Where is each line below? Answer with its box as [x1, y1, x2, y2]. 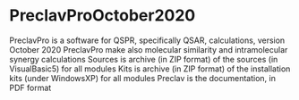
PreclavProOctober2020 [9, 5, 196, 26]
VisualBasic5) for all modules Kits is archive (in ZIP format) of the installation [9, 63, 291, 74]
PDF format [9, 82, 52, 93]
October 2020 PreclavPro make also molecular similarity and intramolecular [9, 44, 288, 54]
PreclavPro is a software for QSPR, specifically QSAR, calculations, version [9, 35, 286, 46]
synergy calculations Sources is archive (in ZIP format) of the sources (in [9, 54, 278, 64]
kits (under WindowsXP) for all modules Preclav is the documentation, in [9, 72, 276, 83]
